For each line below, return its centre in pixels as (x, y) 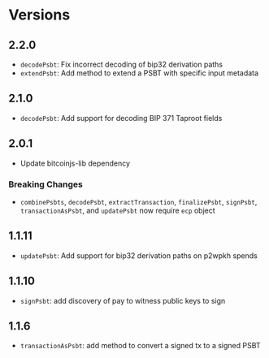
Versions (39, 15)
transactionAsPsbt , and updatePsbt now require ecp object (117, 210)
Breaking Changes (46, 184)
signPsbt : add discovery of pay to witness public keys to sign (123, 300)
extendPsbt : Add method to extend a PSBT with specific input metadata (139, 73)
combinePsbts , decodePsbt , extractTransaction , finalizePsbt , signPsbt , (139, 201)
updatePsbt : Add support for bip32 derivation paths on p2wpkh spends (139, 255)
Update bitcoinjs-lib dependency (75, 163)
